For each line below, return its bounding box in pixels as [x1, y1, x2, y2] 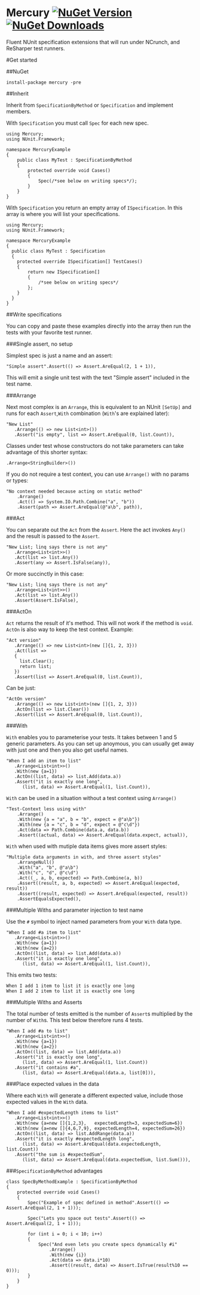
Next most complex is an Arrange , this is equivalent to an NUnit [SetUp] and [6, 403, 192, 410]
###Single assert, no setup [6, 340, 73, 347]
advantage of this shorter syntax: [6, 448, 88, 456]
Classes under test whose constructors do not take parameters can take [6, 442, 184, 449]
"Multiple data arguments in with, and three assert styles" [6, 854, 162, 860]
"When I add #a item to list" [6, 929, 82, 936]
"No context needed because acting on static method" [6, 488, 143, 494]
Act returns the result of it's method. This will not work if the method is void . [6, 619, 193, 626]
